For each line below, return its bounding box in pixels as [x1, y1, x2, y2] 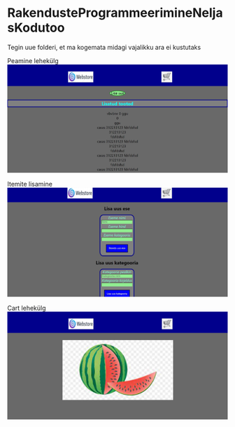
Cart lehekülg [7, 304, 47, 312]
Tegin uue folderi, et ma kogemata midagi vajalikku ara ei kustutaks [7, 43, 201, 51]
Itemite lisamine [7, 180, 52, 189]
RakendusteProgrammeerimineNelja [7, 5, 223, 21]
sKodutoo [7, 20, 65, 36]
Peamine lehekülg [7, 56, 59, 65]
